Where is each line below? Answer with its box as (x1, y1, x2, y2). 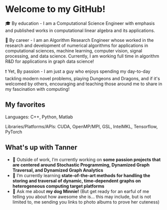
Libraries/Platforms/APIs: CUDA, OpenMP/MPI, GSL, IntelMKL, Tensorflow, (5, 123, 158, 129)
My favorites (5, 101, 46, 109)
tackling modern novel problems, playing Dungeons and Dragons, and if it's (5, 75, 161, 81)
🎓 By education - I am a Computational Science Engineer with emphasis (5, 20, 155, 26)
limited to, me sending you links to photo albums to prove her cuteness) (12, 199, 160, 205)
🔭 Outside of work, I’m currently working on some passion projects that (12, 156, 161, 163)
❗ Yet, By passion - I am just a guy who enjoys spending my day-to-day (5, 68, 151, 74)
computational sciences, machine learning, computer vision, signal (5, 47, 143, 53)
